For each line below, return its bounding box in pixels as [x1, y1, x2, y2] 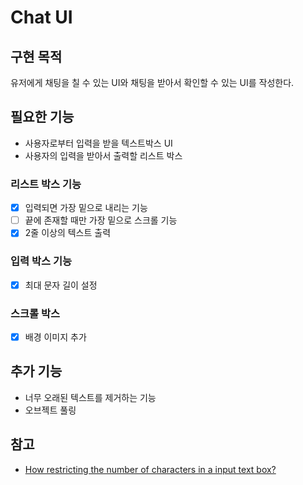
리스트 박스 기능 [10, 177, 82, 191]
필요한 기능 [10, 109, 75, 126]
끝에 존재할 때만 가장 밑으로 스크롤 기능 [24, 214, 178, 226]
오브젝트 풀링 [24, 404, 77, 416]
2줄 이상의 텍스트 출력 [24, 227, 112, 239]
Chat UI [10, 6, 73, 29]
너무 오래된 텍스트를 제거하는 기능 [24, 391, 157, 403]
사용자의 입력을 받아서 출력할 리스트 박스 [24, 149, 183, 161]
